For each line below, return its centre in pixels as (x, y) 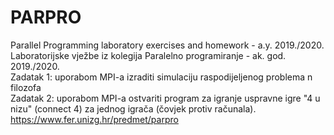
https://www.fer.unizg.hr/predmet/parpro (94, 119)
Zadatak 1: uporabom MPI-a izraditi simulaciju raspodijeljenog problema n (161, 77)
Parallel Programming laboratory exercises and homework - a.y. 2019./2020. (167, 45)
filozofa (26, 87)
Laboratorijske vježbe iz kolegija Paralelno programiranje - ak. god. (148, 55)
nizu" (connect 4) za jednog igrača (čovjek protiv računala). (133, 108)
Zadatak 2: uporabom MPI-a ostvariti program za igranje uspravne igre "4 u (165, 98)
